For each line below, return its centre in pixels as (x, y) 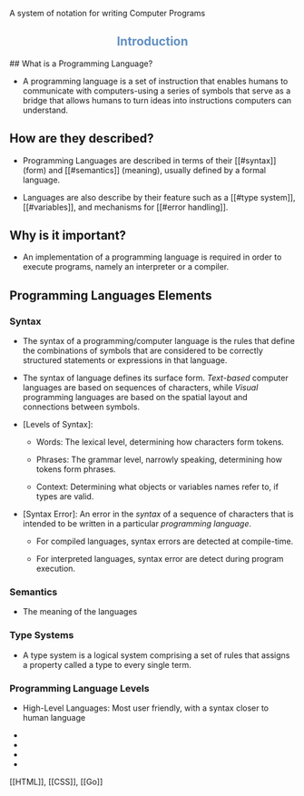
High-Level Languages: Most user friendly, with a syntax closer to (146, 708)
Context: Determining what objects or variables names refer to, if (157, 487)
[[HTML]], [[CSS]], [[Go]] (56, 782)
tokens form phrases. (76, 469)
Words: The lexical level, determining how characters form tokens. (160, 442)
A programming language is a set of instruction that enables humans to (155, 81)
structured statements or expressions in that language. (125, 360)
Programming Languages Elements (111, 295)
